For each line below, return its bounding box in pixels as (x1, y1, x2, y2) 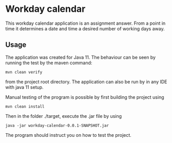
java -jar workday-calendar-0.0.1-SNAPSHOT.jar (5, 123, 109, 128)
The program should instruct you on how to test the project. (5, 132, 132, 138)
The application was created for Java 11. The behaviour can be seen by (5, 54, 156, 60)
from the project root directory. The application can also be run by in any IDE (5, 78, 167, 85)
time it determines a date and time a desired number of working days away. (5, 25, 165, 31)
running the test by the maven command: (5, 60, 92, 66)
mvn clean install (5, 104, 45, 109)
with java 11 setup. (5, 84, 44, 90)
